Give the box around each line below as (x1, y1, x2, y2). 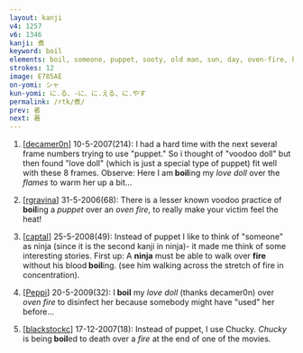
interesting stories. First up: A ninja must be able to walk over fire (22, 250, 266, 262)
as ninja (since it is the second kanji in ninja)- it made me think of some (22, 241, 287, 252)
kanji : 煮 (9, 38, 45, 48)
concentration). (22, 270, 80, 281)
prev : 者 (9, 106, 41, 115)
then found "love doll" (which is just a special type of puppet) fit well (22, 158, 278, 169)
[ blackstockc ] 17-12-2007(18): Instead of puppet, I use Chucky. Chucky (22, 324, 287, 335)
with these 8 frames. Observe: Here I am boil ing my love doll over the (22, 168, 280, 179)
